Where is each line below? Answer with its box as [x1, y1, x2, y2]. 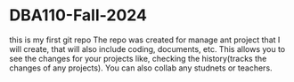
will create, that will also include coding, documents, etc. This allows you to [9, 43, 286, 54]
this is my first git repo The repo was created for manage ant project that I [9, 34, 281, 45]
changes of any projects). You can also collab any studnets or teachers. [9, 63, 274, 73]
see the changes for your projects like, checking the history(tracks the [9, 53, 267, 63]
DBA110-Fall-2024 [9, 5, 147, 26]
